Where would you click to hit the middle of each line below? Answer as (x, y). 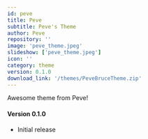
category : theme (31, 65)
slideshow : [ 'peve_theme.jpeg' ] (54, 53)
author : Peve (26, 33)
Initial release (36, 129)
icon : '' (20, 59)
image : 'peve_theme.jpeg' (45, 46)
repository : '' (29, 40)
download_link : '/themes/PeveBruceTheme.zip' (74, 78)
